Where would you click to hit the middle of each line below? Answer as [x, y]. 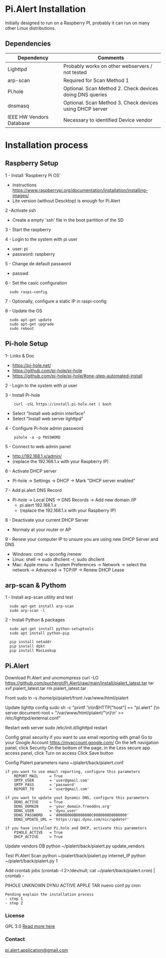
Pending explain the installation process [49, 895]
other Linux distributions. [30, 28]
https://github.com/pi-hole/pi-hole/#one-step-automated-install [77, 376]
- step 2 [14, 903]
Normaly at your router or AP [42, 530]
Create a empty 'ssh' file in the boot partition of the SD [68, 220]
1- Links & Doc [20, 356]
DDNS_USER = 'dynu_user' [46, 811]
